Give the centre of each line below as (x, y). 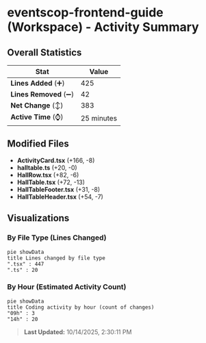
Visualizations (38, 218)
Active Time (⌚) (37, 117)
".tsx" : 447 (26, 264)
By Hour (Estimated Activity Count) (67, 287)
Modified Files (38, 144)
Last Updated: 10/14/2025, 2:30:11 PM (78, 332)
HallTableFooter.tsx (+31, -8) (59, 189)
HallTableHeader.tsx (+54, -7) (60, 196)
